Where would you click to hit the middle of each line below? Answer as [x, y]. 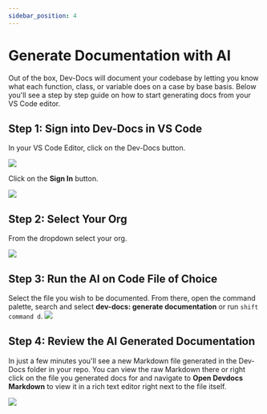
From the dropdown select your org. [68, 239]
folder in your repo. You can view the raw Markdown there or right [136, 369]
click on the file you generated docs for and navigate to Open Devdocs [125, 378]
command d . [26, 316]
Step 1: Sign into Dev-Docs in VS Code [105, 128]
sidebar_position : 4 [43, 16]
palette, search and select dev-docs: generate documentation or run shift [133, 307]
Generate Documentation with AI [119, 55]
